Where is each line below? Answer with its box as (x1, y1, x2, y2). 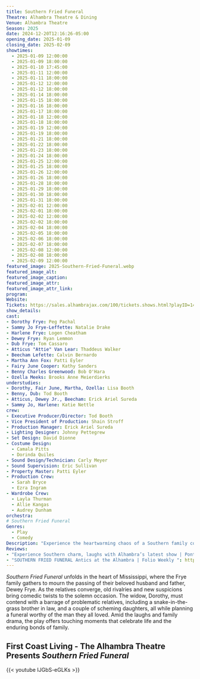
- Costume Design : (6, 441, 52, 447)
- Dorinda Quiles (11, 451, 55, 457)
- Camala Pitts (11, 446, 49, 452)
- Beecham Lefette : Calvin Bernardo (6, 352, 97, 358)
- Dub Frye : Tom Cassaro (6, 341, 68, 347)
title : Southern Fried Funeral (6, 8, 84, 15)
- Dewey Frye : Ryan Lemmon (6, 335, 73, 341)
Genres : (6, 524, 26, 530)
